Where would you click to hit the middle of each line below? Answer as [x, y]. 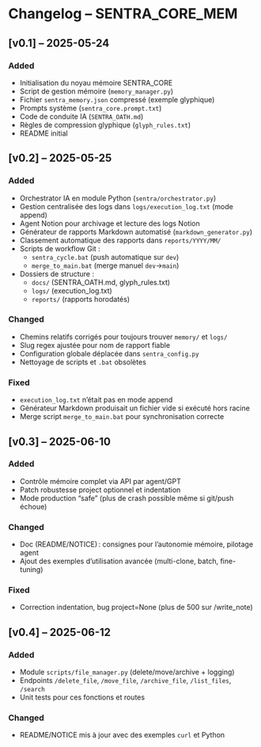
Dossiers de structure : [57, 273]
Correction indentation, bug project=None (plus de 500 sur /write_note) [136, 608]
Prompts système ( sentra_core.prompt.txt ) [91, 108]
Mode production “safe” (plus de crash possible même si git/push [127, 498]
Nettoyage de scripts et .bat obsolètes [83, 362]
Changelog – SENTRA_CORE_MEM [123, 14]
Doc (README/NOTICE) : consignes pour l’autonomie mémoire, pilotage [136, 544]
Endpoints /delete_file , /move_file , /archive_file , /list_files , [125, 680]
